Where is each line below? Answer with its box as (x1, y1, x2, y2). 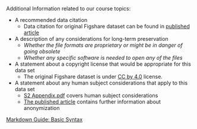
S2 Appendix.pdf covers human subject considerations (23, 92, 158, 99)
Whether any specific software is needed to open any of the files (23, 54, 183, 61)
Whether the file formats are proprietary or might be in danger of (23, 41, 183, 49)
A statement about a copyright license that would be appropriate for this (14, 60, 191, 67)
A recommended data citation (14, 17, 88, 23)
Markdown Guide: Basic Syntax (6, 116, 83, 123)
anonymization (23, 105, 60, 111)
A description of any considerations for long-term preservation (14, 36, 169, 42)
